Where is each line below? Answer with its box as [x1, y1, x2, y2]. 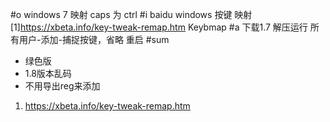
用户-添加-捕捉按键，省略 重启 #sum [18, 34, 170, 45]
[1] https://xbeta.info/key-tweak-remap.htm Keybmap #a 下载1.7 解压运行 [10, 21, 308, 33]
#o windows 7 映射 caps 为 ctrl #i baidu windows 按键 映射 [10, 9, 253, 20]
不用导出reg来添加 [24, 80, 101, 92]
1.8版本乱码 [24, 68, 72, 79]
